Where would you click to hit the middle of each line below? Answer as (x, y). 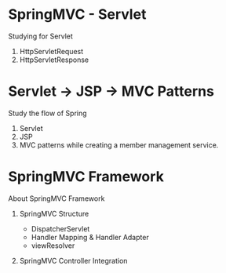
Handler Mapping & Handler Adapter (90, 237)
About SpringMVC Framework (56, 198)
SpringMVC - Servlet (77, 15)
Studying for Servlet (40, 36)
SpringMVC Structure (54, 213)
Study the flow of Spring (48, 113)
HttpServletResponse (54, 60)
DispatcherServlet (60, 228)
